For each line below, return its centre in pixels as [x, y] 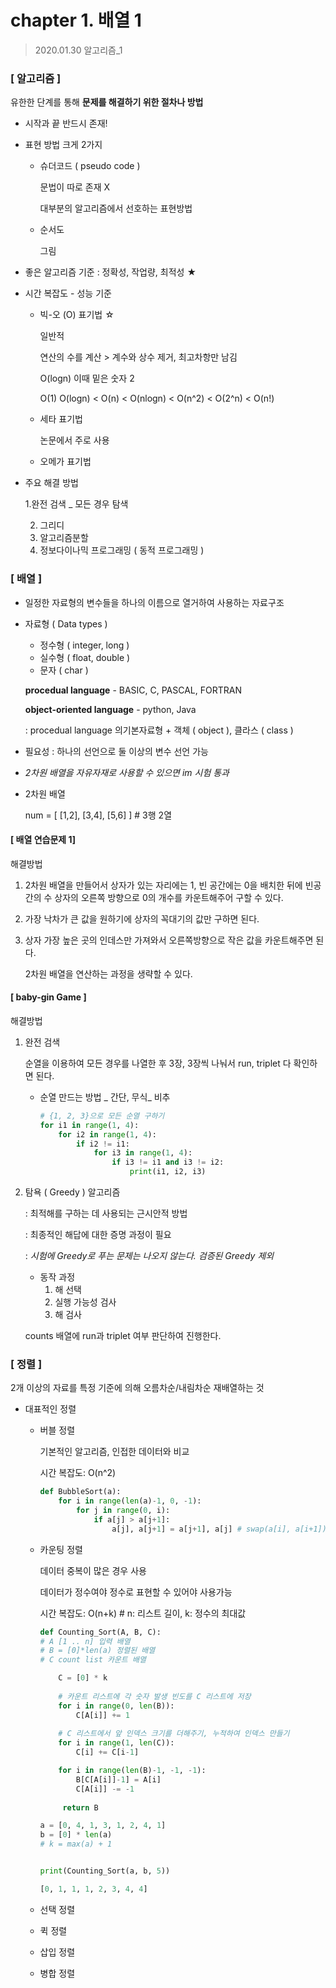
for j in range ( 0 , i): [123, 1511]
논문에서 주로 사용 [74, 440]
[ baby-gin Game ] [48, 997]
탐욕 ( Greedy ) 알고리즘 [72, 1192]
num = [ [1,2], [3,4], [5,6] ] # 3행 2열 [98, 815]
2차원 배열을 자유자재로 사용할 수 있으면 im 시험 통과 [127, 772]
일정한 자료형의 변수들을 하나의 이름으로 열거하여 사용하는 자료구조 [154, 602]
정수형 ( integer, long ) [84, 645]
